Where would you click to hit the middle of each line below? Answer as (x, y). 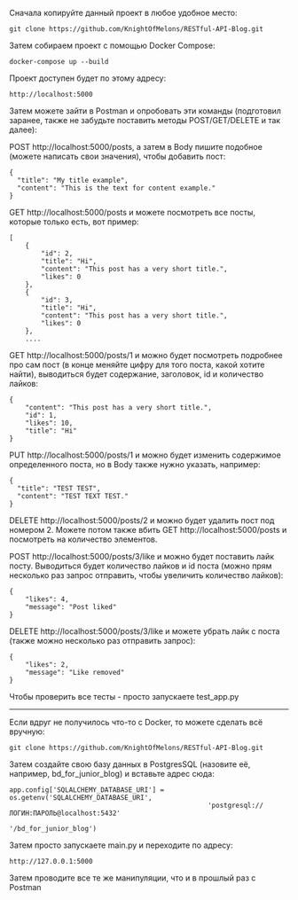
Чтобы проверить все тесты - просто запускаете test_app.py (124, 697)
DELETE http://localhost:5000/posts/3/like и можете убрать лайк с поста (145, 631)
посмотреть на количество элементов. (83, 539)
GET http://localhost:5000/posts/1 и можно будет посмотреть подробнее (146, 355)
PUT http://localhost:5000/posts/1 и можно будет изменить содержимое (145, 455)
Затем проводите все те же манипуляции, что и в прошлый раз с (133, 878)
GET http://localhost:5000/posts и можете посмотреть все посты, (132, 212)
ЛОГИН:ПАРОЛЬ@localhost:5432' (65, 813)
